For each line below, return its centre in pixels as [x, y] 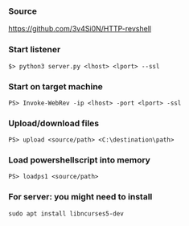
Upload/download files [54, 123]
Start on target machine [55, 86]
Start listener [35, 50]
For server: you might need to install [80, 197]
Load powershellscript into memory [80, 160]
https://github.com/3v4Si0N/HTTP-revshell [80, 29]
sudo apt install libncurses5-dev [66, 214]
